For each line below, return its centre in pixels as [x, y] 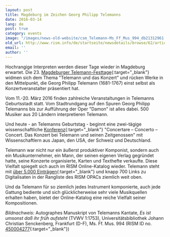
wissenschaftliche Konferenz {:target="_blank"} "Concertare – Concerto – [81, 129]
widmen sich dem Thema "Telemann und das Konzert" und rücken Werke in [84, 77]
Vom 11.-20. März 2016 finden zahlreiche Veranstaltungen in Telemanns [80, 98]
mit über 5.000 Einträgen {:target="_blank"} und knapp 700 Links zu [76, 171]
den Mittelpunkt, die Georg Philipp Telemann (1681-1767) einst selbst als [80, 83]
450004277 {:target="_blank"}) [37, 229]
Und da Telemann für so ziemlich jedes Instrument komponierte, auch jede [83, 187]
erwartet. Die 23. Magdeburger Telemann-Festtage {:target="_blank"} [77, 72]
